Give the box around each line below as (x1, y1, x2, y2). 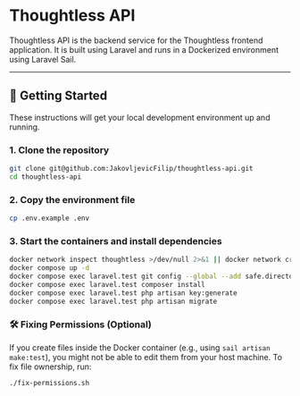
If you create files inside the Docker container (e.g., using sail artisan (9, 341, 271, 353)
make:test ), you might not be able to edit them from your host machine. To (9, 351, 283, 362)
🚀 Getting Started (9, 88, 108, 104)
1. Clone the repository (9, 144, 110, 156)
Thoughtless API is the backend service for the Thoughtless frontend (9, 35, 263, 46)
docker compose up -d (9, 264, 90, 273)
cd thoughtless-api (9, 172, 82, 181)
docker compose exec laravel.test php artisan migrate (9, 297, 218, 306)
